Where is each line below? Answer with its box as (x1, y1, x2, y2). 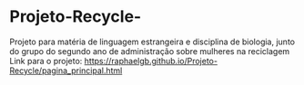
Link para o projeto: (9, 55, 83, 66)
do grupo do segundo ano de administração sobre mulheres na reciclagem (9, 45, 290, 56)
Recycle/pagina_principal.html (9, 65, 123, 76)
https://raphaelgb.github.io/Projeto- (84, 55, 218, 66)
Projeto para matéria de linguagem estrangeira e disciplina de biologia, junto (9, 36, 296, 47)
